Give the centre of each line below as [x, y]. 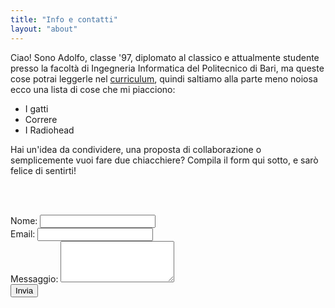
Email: [23, 233]
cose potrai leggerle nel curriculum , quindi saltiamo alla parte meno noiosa [164, 78]
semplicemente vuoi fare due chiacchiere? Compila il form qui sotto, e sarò [164, 160]
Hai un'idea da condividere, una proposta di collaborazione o [136, 149]
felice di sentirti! [43, 170]
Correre [41, 119]
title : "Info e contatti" [64, 19]
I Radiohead [49, 130]
